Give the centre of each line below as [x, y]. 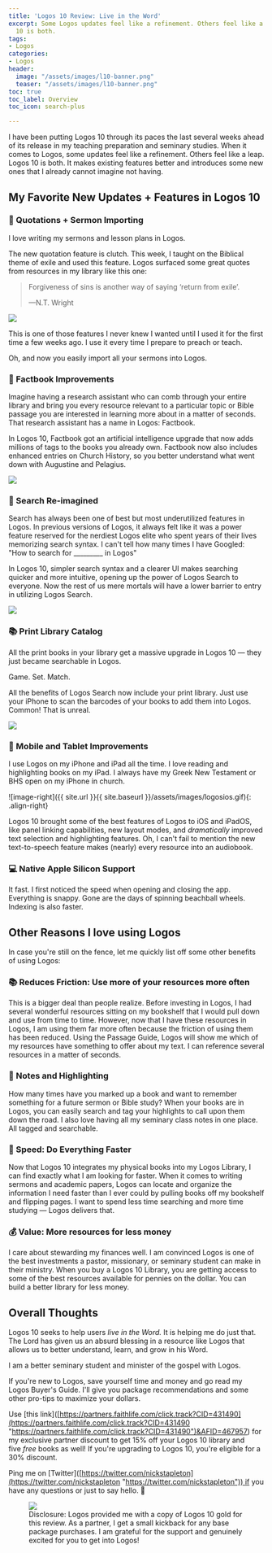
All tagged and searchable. [54, 1128]
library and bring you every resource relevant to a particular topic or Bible [131, 406]
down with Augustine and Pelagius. [67, 465]
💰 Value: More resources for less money [90, 1232]
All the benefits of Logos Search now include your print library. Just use [129, 692]
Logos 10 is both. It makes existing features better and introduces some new [136, 163]
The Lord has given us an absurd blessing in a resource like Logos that [127, 1341]
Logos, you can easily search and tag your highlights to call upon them [127, 1110]
